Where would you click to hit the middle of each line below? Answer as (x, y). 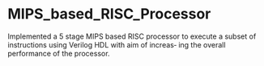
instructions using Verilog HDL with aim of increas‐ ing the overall (117, 44)
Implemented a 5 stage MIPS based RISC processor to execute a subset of (132, 36)
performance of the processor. (59, 53)
